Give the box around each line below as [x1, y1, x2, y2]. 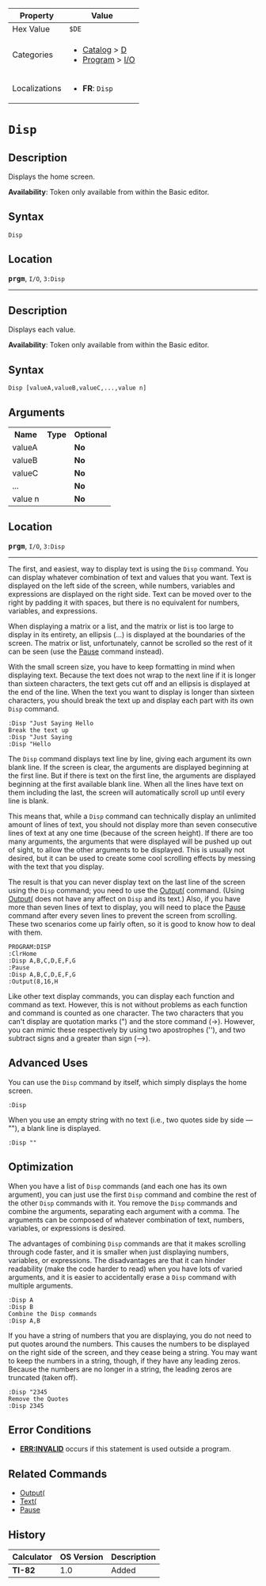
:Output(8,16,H [8, 977, 59, 985]
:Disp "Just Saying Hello [8, 719, 93, 727]
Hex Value [12, 24, 50, 34]
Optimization [8, 1160, 74, 1174]
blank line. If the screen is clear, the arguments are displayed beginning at [8, 762, 249, 772]
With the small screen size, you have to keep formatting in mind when [8, 662, 235, 671]
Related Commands [8, 1467, 108, 1481]
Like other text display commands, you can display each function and [8, 991, 235, 1000]
